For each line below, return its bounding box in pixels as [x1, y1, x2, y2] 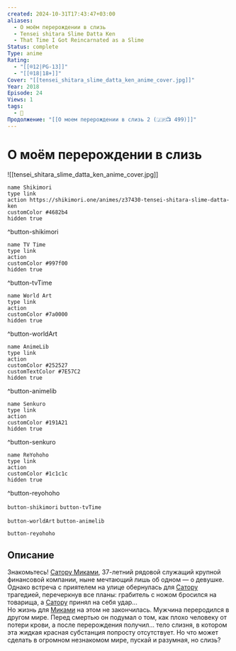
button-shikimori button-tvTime [7, 503, 101, 511]
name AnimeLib [7, 343, 50, 350]
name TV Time [7, 241, 46, 248]
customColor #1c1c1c [7, 470, 69, 477]
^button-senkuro [7, 437, 56, 446]
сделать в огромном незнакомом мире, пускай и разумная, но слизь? [7, 636, 221, 645]
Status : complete [7, 43, 59, 50]
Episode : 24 [7, 89, 43, 97]
